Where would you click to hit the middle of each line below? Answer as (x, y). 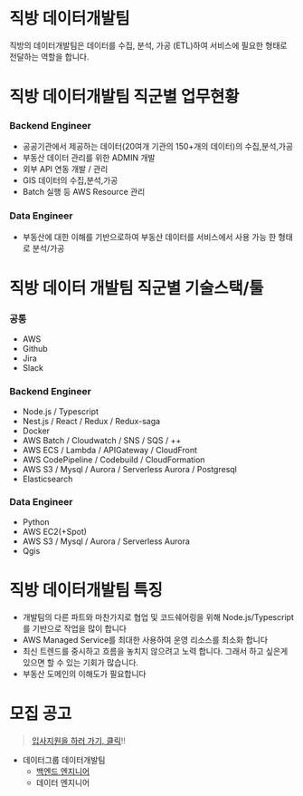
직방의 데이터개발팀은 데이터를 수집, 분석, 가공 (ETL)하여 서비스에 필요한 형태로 (148, 45)
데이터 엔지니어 (63, 782)
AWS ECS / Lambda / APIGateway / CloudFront (109, 450)
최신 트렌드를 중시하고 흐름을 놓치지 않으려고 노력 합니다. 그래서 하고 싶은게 (155, 651)
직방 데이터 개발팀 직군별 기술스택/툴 (137, 288)
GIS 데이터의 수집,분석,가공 (70, 180)
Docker (36, 431)
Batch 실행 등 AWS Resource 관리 (84, 192)
